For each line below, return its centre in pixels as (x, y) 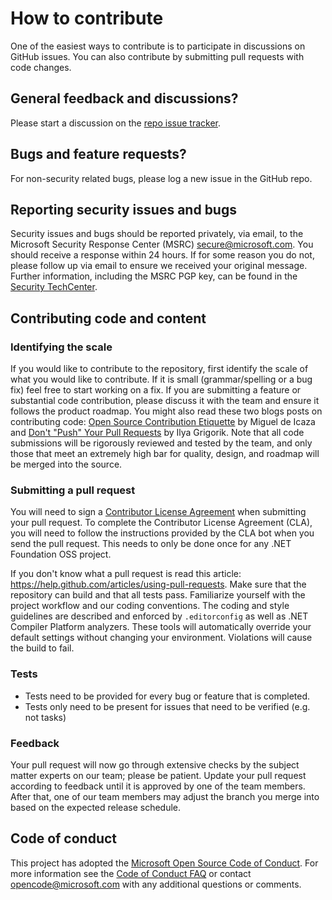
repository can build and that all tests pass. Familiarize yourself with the (158, 595)
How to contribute (87, 18)
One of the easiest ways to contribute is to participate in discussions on (158, 46)
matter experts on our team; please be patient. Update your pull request (158, 775)
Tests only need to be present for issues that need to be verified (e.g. (167, 706)
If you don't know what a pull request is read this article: (126, 574)
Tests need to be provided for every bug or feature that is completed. (167, 696)
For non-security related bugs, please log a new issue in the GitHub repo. (161, 178)
